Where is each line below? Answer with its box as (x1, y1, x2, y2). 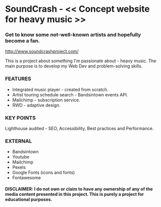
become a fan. (5, 38, 40, 45)
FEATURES (5, 75, 31, 82)
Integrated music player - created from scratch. (12, 87, 108, 92)
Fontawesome (12, 175, 41, 181)
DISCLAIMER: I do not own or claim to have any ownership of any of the (5, 186, 153, 192)
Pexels (12, 164, 26, 170)
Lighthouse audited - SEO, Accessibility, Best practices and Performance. (5, 126, 154, 132)
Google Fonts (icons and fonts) (12, 170, 75, 176)
